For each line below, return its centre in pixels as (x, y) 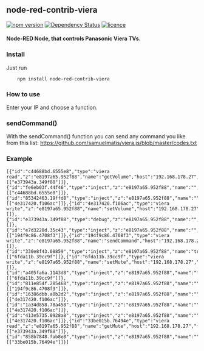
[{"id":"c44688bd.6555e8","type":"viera (58, 171)
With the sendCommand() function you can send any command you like (96, 136)
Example (19, 159)
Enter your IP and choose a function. (52, 107)
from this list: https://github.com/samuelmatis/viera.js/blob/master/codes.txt (102, 143)
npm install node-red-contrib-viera (64, 79)
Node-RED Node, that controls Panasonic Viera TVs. (73, 38)
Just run (17, 68)
